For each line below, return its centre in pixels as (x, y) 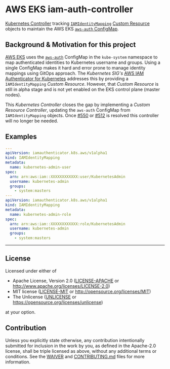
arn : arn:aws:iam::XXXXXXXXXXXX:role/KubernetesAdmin (68, 224)
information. (18, 362)
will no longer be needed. (32, 121)
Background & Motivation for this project (71, 45)
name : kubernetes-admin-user (40, 167)
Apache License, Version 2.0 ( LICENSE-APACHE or (66, 281)
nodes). (13, 94)
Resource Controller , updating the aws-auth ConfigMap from (68, 110)
